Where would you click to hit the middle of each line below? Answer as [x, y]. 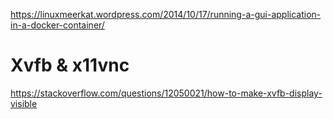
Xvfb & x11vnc [70, 65]
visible [24, 103]
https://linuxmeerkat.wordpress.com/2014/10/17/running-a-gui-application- [166, 14]
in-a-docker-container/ [57, 25]
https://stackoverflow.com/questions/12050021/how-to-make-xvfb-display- [166, 93]
